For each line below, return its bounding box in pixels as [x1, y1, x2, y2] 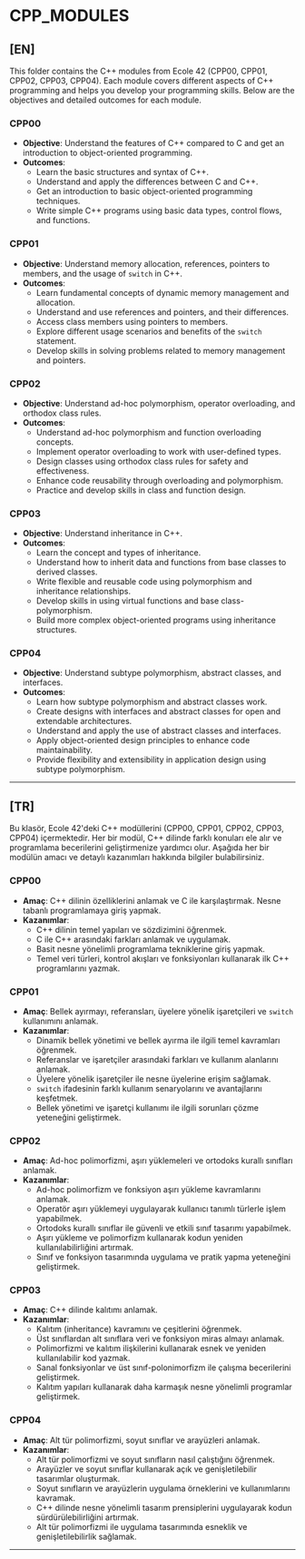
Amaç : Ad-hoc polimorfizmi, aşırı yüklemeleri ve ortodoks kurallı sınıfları [22, 1155, 293, 1166]
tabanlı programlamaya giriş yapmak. [22, 905, 162, 916]
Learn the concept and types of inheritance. [35, 547, 202, 558]
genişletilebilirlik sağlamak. [35, 1531, 138, 1542]
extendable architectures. [35, 716, 133, 727]
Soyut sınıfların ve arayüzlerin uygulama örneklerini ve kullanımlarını [35, 1483, 290, 1494]
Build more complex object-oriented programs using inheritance [35, 614, 277, 626]
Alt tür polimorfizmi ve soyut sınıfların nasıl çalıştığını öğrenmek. [35, 1454, 275, 1465]
